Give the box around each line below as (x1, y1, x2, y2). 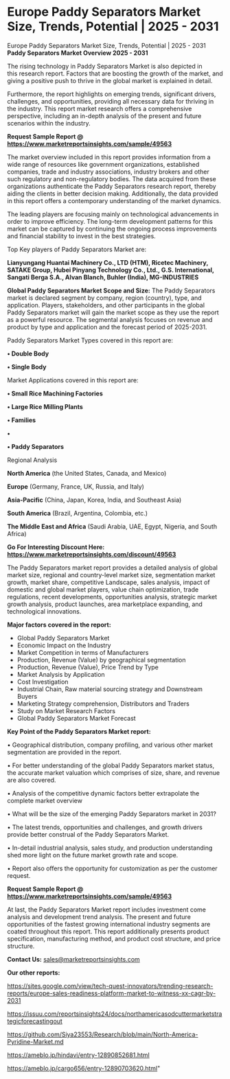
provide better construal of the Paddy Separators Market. (7, 830, 170, 838)
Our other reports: (7, 968, 60, 977)
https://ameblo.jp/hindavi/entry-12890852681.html (7, 1051, 150, 1059)
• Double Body (7, 349, 49, 358)
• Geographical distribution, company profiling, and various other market (7, 741, 214, 749)
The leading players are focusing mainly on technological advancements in (7, 210, 219, 218)
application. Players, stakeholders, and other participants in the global (7, 301, 205, 309)
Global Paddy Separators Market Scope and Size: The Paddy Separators (7, 286, 216, 294)
